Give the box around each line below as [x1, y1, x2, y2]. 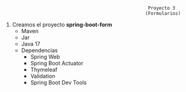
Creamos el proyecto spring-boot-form [12, 21, 113, 28]
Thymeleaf [30, 66, 58, 73]
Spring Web [30, 53, 60, 60]
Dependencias [21, 47, 58, 54]
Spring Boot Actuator [30, 60, 84, 67]
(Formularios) [145, 10, 181, 16]
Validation [30, 73, 56, 79]
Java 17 [21, 41, 41, 47]
